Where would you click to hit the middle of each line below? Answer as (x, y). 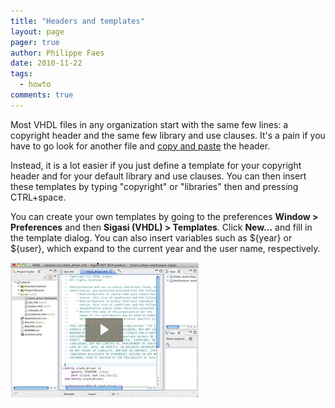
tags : (21, 74)
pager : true (35, 42)
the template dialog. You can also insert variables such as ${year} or (151, 237)
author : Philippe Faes (57, 53)
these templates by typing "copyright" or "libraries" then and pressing (154, 186)
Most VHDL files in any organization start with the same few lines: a (149, 124)
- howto (35, 85)
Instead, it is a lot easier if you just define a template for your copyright (156, 165)
